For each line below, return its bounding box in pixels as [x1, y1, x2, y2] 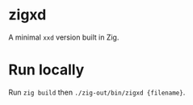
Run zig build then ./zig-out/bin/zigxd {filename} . [8, 87, 186, 97]
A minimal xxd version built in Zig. [8, 32, 120, 42]
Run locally [8, 61, 85, 79]
